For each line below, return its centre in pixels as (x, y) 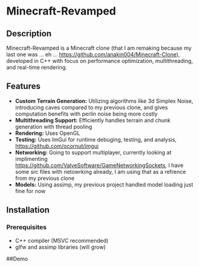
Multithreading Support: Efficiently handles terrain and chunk (93, 120)
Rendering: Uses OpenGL (48, 133)
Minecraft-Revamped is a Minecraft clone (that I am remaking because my (99, 48)
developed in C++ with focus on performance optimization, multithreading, (99, 61)
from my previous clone (45, 178)
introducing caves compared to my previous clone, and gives (91, 107)
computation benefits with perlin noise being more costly (86, 114)
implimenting (31, 159)
